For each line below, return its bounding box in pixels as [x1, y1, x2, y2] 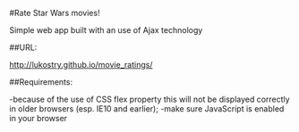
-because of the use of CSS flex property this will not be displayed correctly [9, 94, 290, 104]
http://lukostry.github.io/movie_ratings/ [9, 60, 153, 70]
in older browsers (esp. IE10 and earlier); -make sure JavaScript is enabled [9, 103, 285, 114]
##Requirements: [9, 77, 73, 87]
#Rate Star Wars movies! [9, 8, 100, 18]
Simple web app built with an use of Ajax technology [9, 25, 203, 35]
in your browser [9, 113, 68, 123]
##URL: [9, 42, 38, 53]
